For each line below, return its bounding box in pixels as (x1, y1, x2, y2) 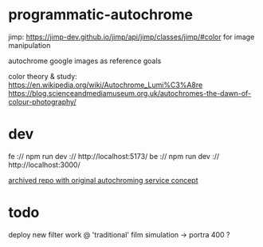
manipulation (8, 40, 51, 50)
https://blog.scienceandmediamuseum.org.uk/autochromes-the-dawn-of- (8, 88, 252, 98)
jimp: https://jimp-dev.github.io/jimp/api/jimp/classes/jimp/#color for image (8, 32, 255, 42)
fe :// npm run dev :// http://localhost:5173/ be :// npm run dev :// (8, 151, 220, 161)
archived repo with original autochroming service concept (8, 175, 198, 185)
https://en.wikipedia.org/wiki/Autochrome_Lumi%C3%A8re (8, 80, 203, 90)
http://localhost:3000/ (8, 160, 81, 169)
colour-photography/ (8, 97, 77, 106)
